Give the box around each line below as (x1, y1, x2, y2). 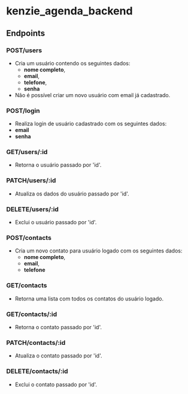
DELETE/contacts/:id (6, 367, 68, 375)
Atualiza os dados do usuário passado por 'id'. (14, 190, 130, 197)
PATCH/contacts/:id (6, 338, 66, 347)
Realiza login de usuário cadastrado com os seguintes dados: (14, 120, 167, 127)
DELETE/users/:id (6, 205, 59, 213)
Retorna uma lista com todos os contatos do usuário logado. (14, 295, 163, 302)
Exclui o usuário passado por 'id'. (14, 219, 97, 226)
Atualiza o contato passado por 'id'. (14, 352, 103, 359)
